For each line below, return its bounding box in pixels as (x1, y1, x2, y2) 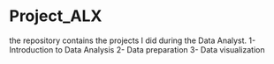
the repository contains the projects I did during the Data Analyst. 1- (9, 35, 256, 46)
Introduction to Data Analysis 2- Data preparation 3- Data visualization (9, 44, 265, 54)
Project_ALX (9, 6, 103, 26)
